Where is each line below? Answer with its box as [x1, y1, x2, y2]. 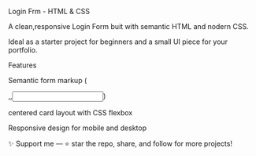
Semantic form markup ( [8, 76, 87, 85]
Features [8, 60, 37, 70]
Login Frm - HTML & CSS [8, 7, 91, 16]
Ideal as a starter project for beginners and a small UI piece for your [8, 37, 228, 46]
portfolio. [8, 45, 38, 54]
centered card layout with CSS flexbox [8, 108, 133, 117]
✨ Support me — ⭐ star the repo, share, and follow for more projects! [8, 139, 232, 148]
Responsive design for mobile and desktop [8, 123, 147, 132]
